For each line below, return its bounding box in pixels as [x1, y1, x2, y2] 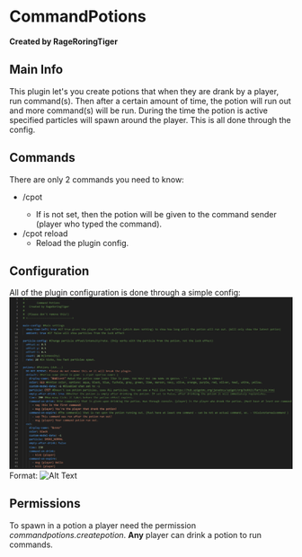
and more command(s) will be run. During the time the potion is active [9, 105, 268, 116]
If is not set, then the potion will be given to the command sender [35, 208, 277, 219]
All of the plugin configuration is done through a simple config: [9, 287, 241, 298]
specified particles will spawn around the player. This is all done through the [9, 114, 291, 125]
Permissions [9, 496, 81, 511]
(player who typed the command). [35, 218, 163, 229]
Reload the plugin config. [35, 237, 129, 248]
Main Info [9, 62, 64, 77]
